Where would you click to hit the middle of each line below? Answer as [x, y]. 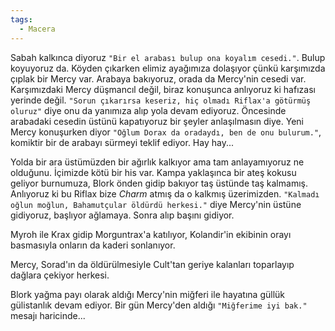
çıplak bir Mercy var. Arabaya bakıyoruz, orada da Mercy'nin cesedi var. [158, 78]
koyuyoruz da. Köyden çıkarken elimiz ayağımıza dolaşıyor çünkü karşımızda [168, 68]
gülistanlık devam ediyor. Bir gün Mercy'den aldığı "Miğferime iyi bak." [159, 305]
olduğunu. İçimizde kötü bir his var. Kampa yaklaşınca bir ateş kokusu [153, 172]
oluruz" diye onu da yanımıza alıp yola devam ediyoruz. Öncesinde [148, 110]
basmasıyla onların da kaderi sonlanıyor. [93, 245]
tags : [21, 19]
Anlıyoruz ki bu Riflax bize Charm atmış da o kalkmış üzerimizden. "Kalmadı [165, 193]
